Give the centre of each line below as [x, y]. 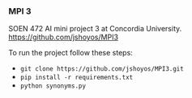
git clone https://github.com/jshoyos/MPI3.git [102, 69]
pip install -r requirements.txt [77, 78]
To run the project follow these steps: [71, 53]
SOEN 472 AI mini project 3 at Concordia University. [95, 29]
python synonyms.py [53, 86]
